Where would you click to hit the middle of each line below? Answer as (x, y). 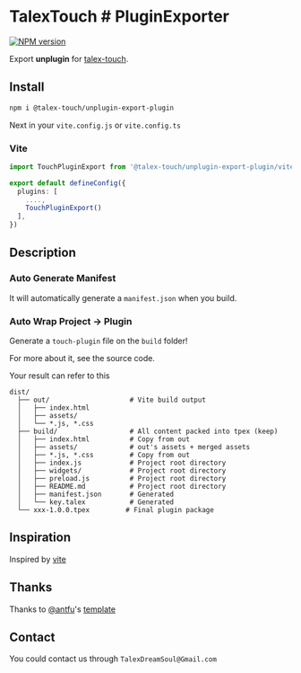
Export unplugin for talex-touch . (69, 58)
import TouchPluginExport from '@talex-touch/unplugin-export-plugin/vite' (154, 167)
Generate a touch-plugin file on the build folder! (99, 341)
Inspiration (40, 538)
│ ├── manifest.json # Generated (96, 495)
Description (43, 253)
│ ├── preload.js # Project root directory (122, 479)
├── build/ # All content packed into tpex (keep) (148, 432)
